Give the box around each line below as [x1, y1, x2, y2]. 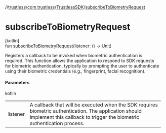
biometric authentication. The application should [29, 108, 142, 115]
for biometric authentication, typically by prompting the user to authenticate [5, 63, 160, 68]
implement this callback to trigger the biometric [29, 114, 140, 121]
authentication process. [29, 120, 84, 127]
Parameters [5, 79, 30, 85]
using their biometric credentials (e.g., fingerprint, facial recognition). [5, 68, 146, 74]
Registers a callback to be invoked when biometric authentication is [5, 52, 143, 58]
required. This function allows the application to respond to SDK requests [5, 58, 155, 64]
